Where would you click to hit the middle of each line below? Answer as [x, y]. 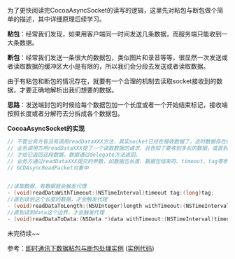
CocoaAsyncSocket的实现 [46, 128]
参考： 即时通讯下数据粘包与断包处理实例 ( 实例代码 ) [81, 248]
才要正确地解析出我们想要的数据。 [68, 90]
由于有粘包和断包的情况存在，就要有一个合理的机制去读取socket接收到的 [112, 81]
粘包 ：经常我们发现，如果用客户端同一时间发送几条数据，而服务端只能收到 [114, 34]
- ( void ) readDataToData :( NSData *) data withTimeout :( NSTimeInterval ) [111, 219]
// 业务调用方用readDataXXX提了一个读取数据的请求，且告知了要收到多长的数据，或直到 [118, 148]
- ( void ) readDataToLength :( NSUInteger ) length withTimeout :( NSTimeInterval [119, 206]
